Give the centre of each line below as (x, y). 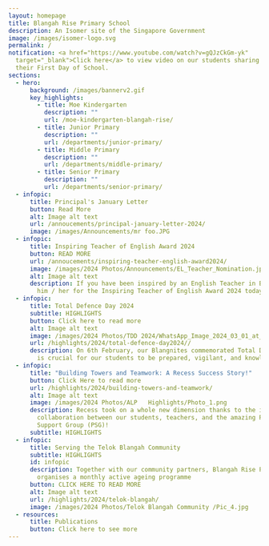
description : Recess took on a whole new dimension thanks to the (143, 410)
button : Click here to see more (83, 529)
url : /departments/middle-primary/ (103, 165)
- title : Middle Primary (78, 150)
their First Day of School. (62, 68)
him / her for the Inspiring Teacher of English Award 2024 (139, 291)
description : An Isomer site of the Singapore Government (107, 30)
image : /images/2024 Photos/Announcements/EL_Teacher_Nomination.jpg (148, 269)
